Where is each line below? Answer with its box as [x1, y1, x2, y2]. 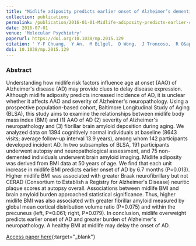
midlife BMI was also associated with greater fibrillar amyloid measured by [6, 197, 185, 205]
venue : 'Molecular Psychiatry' [6, 30, 82, 36]
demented [6, 154, 31, 161]
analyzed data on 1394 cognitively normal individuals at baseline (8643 [6, 129, 177, 136]
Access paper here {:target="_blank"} [6, 233, 96, 240]
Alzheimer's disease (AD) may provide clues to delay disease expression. [6, 85, 183, 92]
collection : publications [6, 14, 69, 20]
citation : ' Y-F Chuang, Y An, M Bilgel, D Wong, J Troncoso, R [6, 41, 179, 47]
